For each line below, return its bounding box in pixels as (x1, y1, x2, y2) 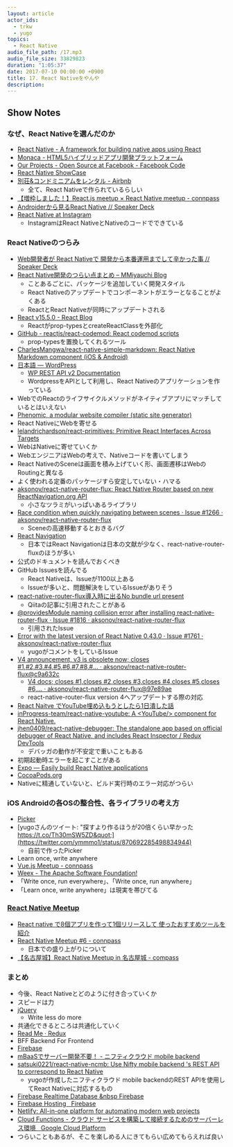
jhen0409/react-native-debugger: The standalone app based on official (17, 724, 223, 732)
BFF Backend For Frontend (17, 1037, 94, 1045)
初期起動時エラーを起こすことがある (17, 756, 121, 764)
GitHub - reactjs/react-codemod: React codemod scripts (17, 329, 180, 338)
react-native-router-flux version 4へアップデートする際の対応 (27, 693, 203, 701)
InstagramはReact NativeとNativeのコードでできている (27, 218, 184, 227)
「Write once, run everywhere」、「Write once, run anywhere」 (17, 877, 196, 885)
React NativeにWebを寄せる (17, 419, 98, 427)
